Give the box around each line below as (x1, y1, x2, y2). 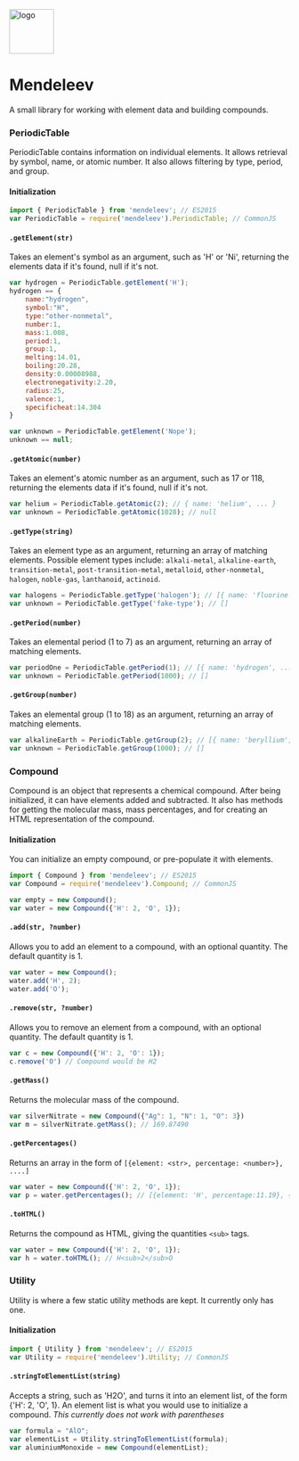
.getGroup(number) (9, 691, 77, 700)
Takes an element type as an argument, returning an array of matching (9, 546, 269, 556)
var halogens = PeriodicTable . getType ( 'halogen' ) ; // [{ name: (9, 591, 249, 600)
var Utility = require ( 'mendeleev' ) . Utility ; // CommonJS (9, 1352, 229, 1362)
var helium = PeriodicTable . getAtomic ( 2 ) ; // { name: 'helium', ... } (9, 499, 277, 509)
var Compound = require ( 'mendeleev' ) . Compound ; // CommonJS (9, 880, 238, 889)
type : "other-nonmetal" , (25, 311, 114, 320)
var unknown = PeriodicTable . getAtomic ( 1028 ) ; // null (9, 508, 217, 517)
